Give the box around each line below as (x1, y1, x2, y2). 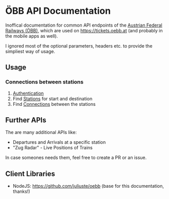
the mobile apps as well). (5, 33, 58, 39)
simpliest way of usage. (5, 48, 55, 54)
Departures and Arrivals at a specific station (12, 139, 106, 145)
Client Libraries (5, 169, 55, 178)
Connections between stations (5, 78, 83, 85)
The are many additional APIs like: (5, 129, 77, 136)
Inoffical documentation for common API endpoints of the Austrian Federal (5, 22, 162, 28)
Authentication (12, 90, 44, 96)
